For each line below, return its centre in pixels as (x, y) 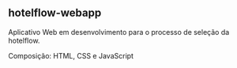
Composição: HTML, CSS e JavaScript (71, 55)
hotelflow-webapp (55, 13)
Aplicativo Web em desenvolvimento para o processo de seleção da (119, 32)
